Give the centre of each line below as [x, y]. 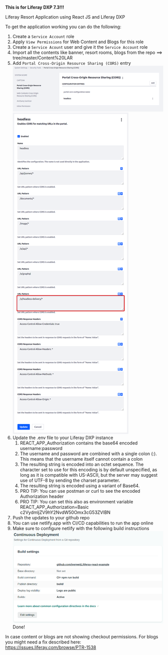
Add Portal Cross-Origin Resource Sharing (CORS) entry [72, 63]
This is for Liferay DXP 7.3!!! [35, 7]
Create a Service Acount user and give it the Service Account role [80, 47]
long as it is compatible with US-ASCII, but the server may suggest [89, 475]
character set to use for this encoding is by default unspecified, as [89, 470]
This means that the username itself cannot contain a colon [81, 459]
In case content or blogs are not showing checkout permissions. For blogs [82, 637]
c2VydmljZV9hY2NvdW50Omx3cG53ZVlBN [65, 512]
